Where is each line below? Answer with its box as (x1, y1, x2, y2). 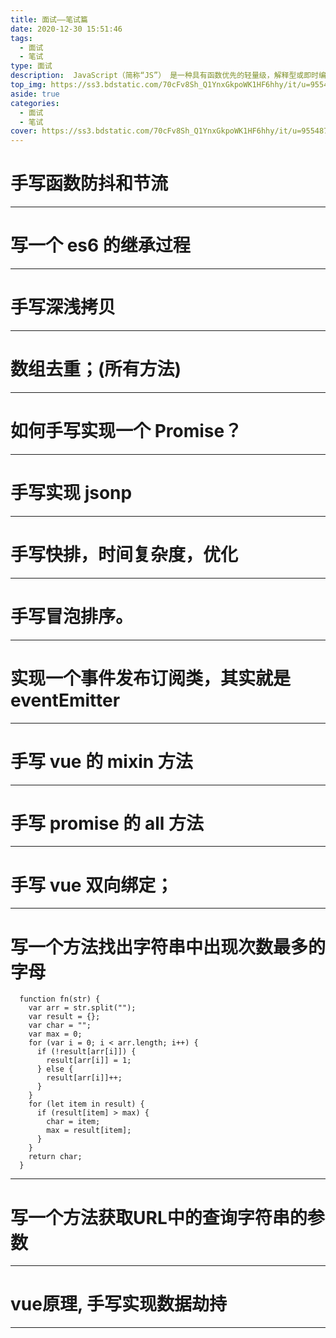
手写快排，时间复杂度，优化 (10, 543, 239, 566)
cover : (10, 126, 38, 136)
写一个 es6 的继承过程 (10, 234, 191, 257)
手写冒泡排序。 (10, 605, 134, 628)
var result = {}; (28, 1012, 101, 1022)
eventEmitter (10, 689, 121, 711)
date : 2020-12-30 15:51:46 (10, 24, 123, 34)
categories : (10, 98, 60, 108)
